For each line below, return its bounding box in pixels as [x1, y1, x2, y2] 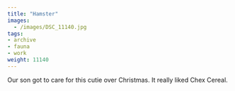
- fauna [7, 43, 30, 50]
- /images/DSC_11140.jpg [13, 23, 87, 30]
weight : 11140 [7, 56, 50, 63]
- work [7, 50, 27, 57]
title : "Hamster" [7, 10, 59, 18]
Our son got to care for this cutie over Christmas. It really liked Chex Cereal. [7, 75, 228, 84]
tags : [7, 30, 23, 37]
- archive [7, 37, 37, 44]
